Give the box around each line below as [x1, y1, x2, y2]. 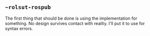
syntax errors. [5, 25, 33, 31]
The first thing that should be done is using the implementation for [5, 15, 137, 21]
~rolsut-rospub [5, 4, 51, 11]
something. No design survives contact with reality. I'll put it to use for [5, 20, 145, 26]
